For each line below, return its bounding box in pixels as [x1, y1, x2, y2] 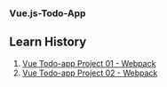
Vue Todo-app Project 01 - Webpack [21, 58, 156, 68]
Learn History [9, 35, 87, 50]
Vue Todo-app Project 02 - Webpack [21, 67, 158, 78]
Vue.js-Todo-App [9, 7, 86, 20]
